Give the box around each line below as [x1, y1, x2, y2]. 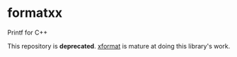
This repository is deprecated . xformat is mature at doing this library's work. [7, 42, 231, 50]
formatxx [7, 5, 62, 21]
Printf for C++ [7, 28, 48, 37]
